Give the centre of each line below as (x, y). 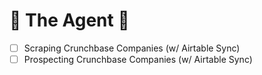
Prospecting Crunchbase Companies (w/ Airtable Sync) (138, 59)
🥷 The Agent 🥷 (69, 20)
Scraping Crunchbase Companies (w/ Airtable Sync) (132, 48)
